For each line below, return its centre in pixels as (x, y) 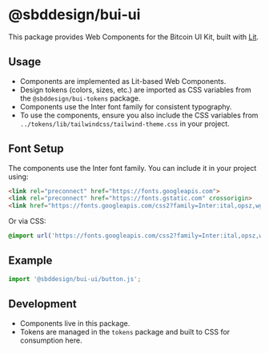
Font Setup (36, 149)
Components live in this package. (75, 323)
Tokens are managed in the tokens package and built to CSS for (125, 331)
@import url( (30, 236)
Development (43, 304)
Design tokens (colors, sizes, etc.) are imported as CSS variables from (136, 89)
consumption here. (51, 340)
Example (30, 261)
